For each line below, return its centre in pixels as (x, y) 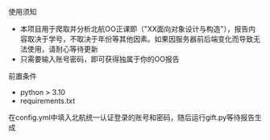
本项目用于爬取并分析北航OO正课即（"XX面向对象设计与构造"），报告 (134, 29)
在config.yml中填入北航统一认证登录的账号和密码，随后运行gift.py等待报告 (132, 117)
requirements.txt (48, 101)
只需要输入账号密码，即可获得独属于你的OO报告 (100, 59)
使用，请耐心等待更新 (62, 49)
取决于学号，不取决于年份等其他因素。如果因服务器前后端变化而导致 (140, 39)
